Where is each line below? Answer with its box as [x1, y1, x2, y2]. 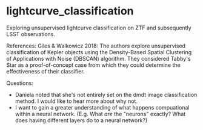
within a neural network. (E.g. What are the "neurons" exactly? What [15, 110, 186, 117]
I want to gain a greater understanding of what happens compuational [15, 104, 190, 111]
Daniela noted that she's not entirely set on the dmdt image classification [15, 91, 198, 98]
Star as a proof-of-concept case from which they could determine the [6, 61, 181, 69]
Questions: [6, 79, 33, 87]
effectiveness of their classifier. [6, 67, 85, 75]
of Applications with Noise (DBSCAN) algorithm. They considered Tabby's [6, 55, 191, 62]
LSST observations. [6, 30, 56, 37]
